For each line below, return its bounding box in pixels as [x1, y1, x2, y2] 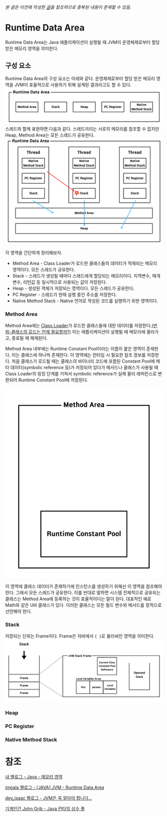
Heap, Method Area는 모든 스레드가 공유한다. [5, 132, 95, 138]
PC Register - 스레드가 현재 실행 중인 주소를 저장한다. [12, 292, 117, 298]
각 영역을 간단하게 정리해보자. [5, 250, 63, 256]
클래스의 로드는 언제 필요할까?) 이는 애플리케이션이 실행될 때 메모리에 [11, 329, 146, 335]
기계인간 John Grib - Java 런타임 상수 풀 [5, 805, 85, 812]
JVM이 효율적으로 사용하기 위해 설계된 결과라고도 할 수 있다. [14, 82, 132, 88]
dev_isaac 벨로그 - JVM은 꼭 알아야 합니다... [5, 795, 92, 801]
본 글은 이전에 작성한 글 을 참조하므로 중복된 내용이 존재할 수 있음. [5, 4, 132, 10]
